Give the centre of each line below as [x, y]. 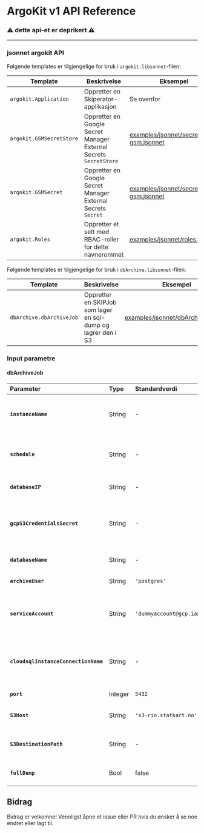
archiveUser [27, 581]
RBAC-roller [102, 239]
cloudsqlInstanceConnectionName [57, 661]
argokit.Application [39, 99]
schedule [22, 454]
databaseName [29, 560]
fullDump [22, 773]
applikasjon [100, 106]
